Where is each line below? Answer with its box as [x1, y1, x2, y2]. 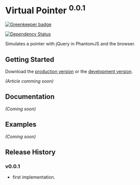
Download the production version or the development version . [5, 68, 133, 75]
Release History [5, 148, 56, 157]
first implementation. [12, 174, 55, 180]
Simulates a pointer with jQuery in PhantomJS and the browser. [5, 41, 135, 47]
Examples [5, 120, 36, 129]
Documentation [5, 93, 55, 101]
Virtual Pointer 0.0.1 [5, 3, 86, 16]
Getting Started [5, 55, 54, 64]
